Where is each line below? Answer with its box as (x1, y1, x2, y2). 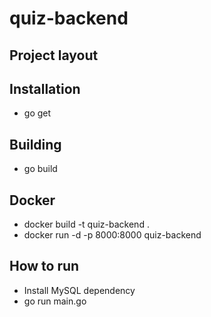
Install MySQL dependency (23, 284, 136, 296)
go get (23, 107, 52, 119)
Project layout (9, 47, 99, 64)
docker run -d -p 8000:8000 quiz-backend (23, 229, 202, 241)
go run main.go (23, 295, 87, 307)
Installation (9, 80, 81, 97)
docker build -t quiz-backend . (23, 218, 150, 231)
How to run (9, 258, 80, 275)
